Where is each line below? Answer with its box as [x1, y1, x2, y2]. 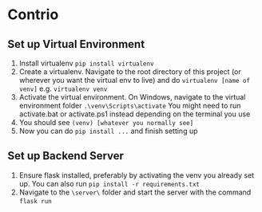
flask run [18, 197, 53, 205]
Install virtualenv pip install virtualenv [18, 58, 154, 68]
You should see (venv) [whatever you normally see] [18, 118, 194, 127]
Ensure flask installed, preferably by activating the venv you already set [18, 170, 255, 180]
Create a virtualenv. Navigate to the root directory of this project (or [18, 67, 241, 77]
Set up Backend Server [7, 149, 125, 163]
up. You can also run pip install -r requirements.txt [18, 179, 200, 188]
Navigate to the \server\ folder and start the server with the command [18, 187, 252, 197]
